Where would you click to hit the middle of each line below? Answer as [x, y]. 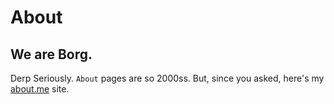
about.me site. [40, 89]
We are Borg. [51, 54]
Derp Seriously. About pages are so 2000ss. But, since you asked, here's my [167, 78]
